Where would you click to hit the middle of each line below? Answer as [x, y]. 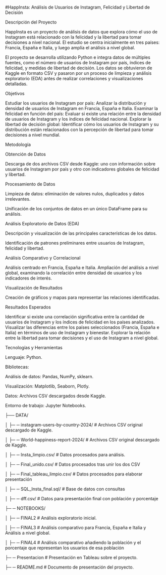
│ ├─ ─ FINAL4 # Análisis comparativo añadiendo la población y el [73, 542]
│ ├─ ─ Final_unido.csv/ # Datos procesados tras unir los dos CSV [73, 464]
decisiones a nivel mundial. [33, 135]
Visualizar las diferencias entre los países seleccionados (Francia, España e [82, 327]
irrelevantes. [18, 199]
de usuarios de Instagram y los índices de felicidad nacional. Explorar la [78, 119]
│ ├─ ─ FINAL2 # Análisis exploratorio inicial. [51, 518]
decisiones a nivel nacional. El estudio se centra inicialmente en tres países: [83, 42]
